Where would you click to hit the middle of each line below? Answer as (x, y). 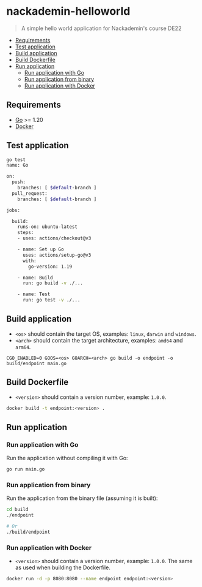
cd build (17, 510)
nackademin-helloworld (68, 11)
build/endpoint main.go (37, 363)
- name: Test (34, 294)
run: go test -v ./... (51, 300)
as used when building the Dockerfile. (63, 567)
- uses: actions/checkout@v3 (54, 238)
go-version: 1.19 (50, 267)
